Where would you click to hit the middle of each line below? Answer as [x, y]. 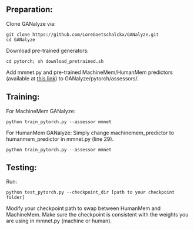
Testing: [21, 168]
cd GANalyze [21, 40]
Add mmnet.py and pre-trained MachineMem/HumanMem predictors [90, 72]
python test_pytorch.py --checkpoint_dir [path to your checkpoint [91, 192]
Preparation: [29, 10]
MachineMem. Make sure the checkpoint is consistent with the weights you [97, 215]
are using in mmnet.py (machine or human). [59, 221]
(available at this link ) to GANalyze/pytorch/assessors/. [73, 78]
